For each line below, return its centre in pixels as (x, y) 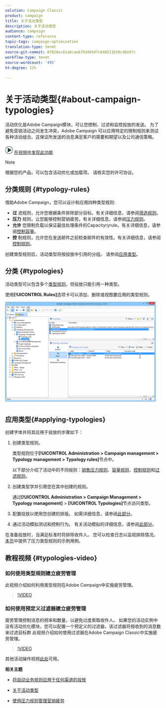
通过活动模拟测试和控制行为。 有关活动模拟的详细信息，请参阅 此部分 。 (84, 524)
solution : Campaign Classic (34, 10)
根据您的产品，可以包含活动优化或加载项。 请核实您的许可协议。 (71, 172)
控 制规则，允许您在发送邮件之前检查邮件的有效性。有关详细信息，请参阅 (86, 237)
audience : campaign (25, 31)
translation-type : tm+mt (31, 47)
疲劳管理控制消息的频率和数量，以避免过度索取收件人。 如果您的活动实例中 (82, 620)
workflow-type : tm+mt (27, 57)
